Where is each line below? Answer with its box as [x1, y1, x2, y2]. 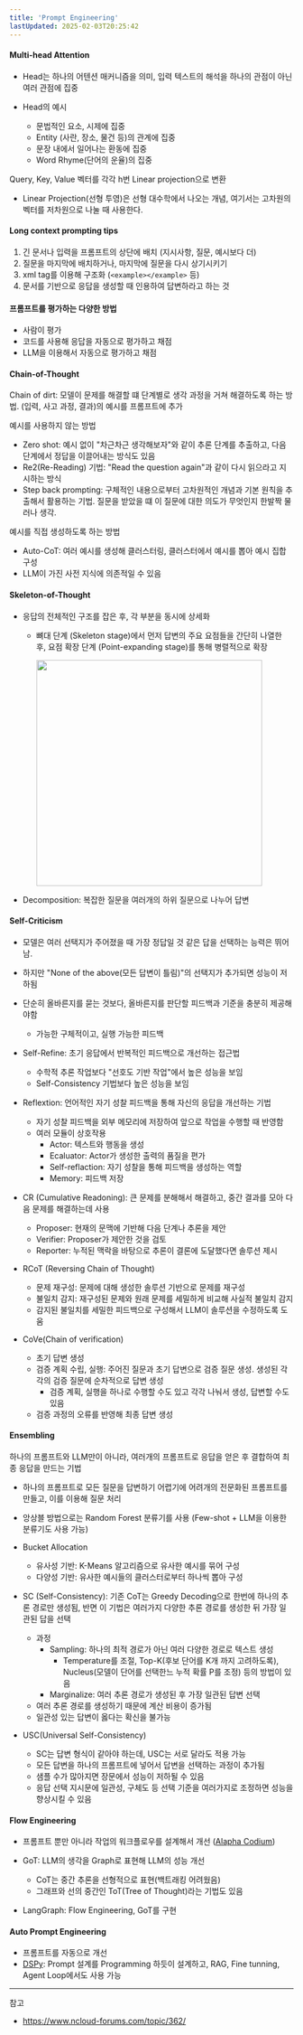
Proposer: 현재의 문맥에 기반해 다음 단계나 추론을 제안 [35, 1222, 227, 1233]
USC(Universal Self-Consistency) [22, 1730, 147, 1740]
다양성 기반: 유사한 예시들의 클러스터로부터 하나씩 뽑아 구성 [35, 1571, 243, 1582]
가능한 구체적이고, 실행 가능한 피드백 [35, 1027, 164, 1039]
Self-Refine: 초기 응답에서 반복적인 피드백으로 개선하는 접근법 [22, 1047, 241, 1058]
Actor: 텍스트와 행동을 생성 [49, 1139, 144, 1149]
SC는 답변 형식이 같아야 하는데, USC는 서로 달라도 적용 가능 [35, 1748, 246, 1758]
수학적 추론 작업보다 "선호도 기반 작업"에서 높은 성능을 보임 [35, 1066, 243, 1077]
